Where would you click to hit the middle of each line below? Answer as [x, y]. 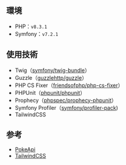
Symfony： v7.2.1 [36, 34]
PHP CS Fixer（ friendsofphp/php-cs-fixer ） [69, 85]
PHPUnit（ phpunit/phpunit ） [50, 92]
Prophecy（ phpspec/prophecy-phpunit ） [66, 100]
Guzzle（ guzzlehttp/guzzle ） [51, 77]
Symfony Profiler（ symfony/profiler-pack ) [66, 107]
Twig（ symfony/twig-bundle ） [53, 70]
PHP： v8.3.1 [31, 26]
